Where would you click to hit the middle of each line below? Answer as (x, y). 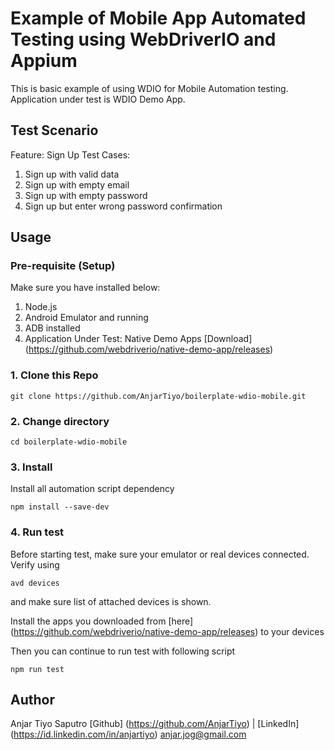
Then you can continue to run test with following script (123, 651)
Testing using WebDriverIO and (143, 39)
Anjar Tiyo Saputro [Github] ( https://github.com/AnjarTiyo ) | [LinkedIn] (155, 724)
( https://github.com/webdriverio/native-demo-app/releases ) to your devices (167, 631)
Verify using (35, 564)
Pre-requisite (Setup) (63, 266)
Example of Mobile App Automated (158, 18)
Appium (44, 61)
